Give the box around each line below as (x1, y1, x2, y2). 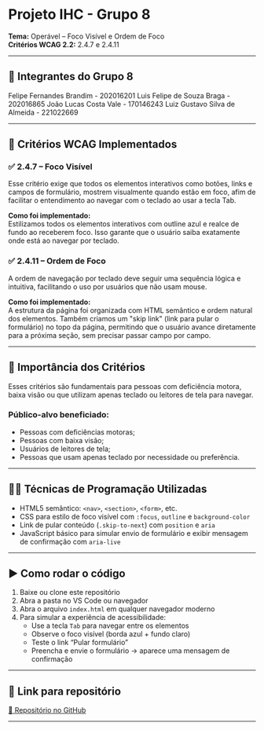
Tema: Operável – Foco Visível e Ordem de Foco (8, 31, 165, 41)
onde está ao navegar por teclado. (8, 236, 119, 245)
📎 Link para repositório (8, 684, 122, 698)
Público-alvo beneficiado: (8, 409, 110, 420)
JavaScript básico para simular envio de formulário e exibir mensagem (19, 528, 249, 537)
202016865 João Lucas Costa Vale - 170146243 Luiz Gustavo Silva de (8, 99, 236, 108)
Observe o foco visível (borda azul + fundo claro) (31, 629, 191, 639)
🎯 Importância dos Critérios (8, 361, 145, 374)
